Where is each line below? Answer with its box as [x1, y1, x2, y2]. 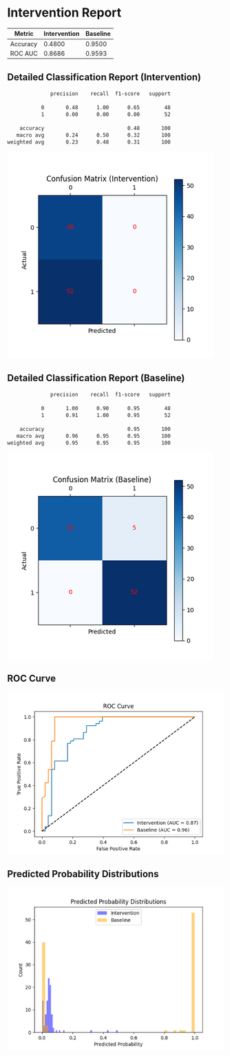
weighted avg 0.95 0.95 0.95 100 [7, 440, 171, 447]
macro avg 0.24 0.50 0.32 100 [16, 132, 171, 139]
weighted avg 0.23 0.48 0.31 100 [7, 139, 171, 146]
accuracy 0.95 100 [19, 426, 171, 433]
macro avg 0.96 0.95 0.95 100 [16, 433, 171, 440]
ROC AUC [10, 49, 38, 57]
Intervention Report [7, 5, 122, 21]
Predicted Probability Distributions [7, 868, 159, 880]
